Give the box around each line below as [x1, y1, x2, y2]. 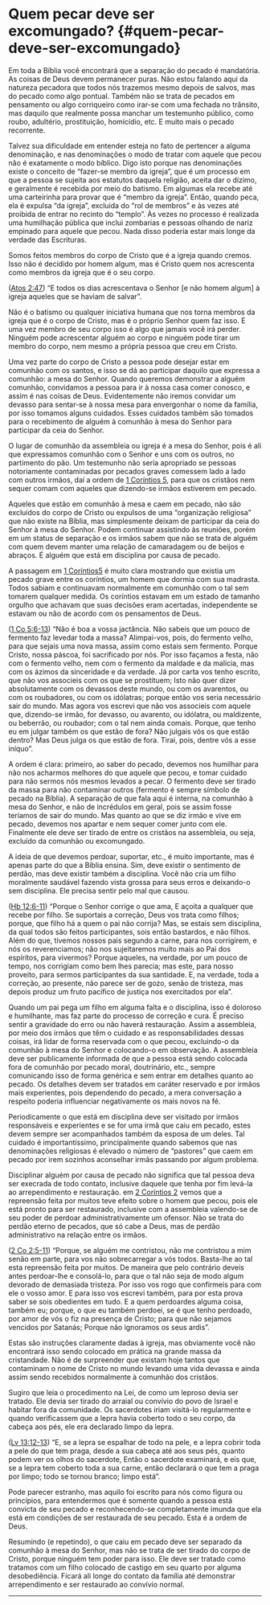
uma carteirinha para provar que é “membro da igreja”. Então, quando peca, [8, 192, 260, 202]
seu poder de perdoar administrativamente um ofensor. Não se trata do [8, 1213, 244, 1222]
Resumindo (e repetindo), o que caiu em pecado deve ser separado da [8, 1537, 243, 1546]
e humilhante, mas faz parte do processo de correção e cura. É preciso [8, 1010, 244, 1021]
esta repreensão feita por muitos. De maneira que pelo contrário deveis [8, 1263, 245, 1272]
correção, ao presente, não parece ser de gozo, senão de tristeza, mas [8, 978, 243, 988]
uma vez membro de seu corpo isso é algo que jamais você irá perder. [8, 324, 241, 334]
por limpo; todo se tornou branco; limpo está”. [8, 1472, 161, 1481]
